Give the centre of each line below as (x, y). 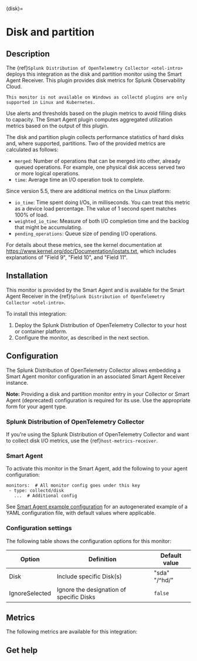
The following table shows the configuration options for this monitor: (89, 541)
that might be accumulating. (48, 227)
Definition (102, 559)
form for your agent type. (37, 406)
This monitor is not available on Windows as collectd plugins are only (97, 97)
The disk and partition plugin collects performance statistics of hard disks (95, 137)
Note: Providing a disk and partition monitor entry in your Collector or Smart (98, 394)
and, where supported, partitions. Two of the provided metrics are (86, 143)
